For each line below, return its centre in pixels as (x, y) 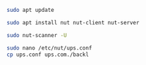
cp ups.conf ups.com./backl (48, 55)
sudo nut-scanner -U (37, 35)
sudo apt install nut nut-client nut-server (73, 22)
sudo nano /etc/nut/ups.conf (49, 48)
